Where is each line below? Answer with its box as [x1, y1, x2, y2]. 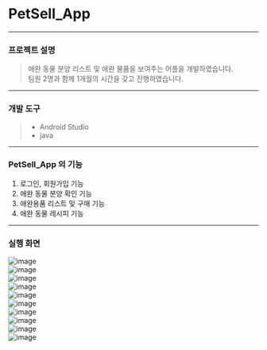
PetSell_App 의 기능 [8, 159, 83, 170]
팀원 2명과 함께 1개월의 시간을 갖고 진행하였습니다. [27, 74, 184, 84]
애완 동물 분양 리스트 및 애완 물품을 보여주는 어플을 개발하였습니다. [27, 64, 234, 74]
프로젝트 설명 [8, 45, 56, 56]
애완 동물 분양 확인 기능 [19, 189, 93, 198]
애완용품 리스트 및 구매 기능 [19, 198, 106, 208]
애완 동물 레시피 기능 [19, 208, 84, 218]
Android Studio [39, 122, 89, 131]
